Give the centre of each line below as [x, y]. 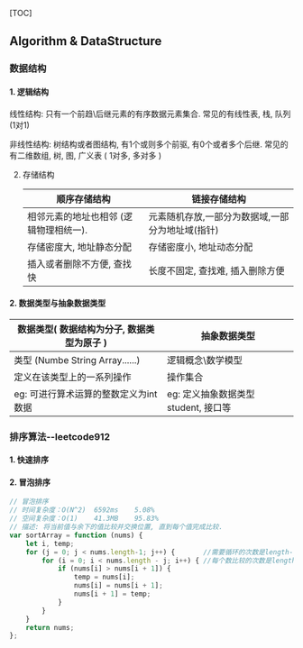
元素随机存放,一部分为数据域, [210, 216]
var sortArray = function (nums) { [76, 535]
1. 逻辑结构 [29, 91]
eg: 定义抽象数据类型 [211, 394]
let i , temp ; [50, 543]
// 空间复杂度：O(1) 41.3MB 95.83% [84, 519]
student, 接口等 [199, 407]
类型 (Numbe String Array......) [77, 360]
